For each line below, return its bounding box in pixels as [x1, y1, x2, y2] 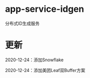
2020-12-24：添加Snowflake [5, 57, 64, 63]
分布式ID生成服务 [5, 20, 40, 26]
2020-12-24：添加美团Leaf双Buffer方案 [5, 67, 86, 73]
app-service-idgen [5, 3, 85, 15]
